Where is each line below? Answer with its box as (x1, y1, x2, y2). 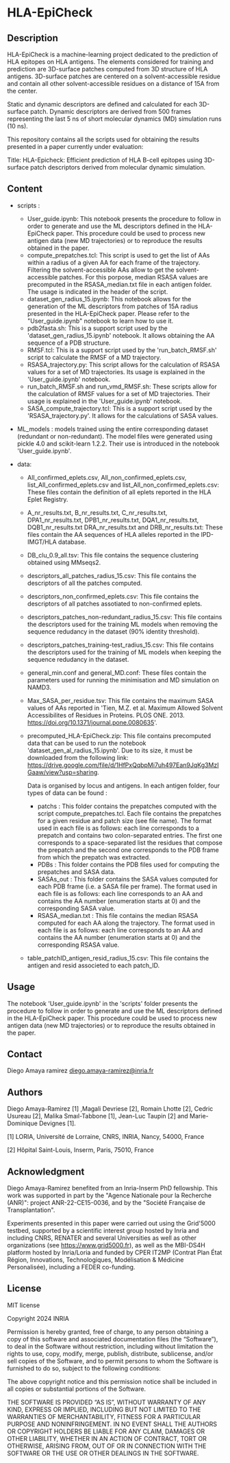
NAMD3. (27, 683, 51, 691)
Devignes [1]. (38, 1119, 77, 1127)
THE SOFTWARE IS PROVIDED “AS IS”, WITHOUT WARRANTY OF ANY (7, 1398, 206, 1406)
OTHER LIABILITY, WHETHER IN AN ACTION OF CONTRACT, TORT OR (7, 1434, 207, 1442)
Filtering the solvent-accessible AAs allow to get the (27, 266, 175, 274)
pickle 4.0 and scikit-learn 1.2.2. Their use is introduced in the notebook (16, 439, 220, 448)
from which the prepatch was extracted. (37, 853, 151, 861)
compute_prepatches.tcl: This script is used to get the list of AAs (27, 251, 210, 259)
